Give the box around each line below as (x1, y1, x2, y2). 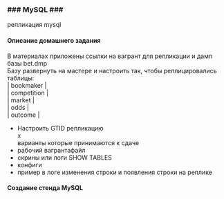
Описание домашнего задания (7, 36, 101, 44)
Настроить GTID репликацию (17, 124, 104, 132)
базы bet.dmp (7, 59, 48, 67)
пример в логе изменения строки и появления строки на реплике (17, 168, 213, 176)
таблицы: (7, 74, 35, 82)
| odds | (7, 103, 30, 111)
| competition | (7, 88, 49, 97)
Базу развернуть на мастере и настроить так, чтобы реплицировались (7, 66, 217, 75)
